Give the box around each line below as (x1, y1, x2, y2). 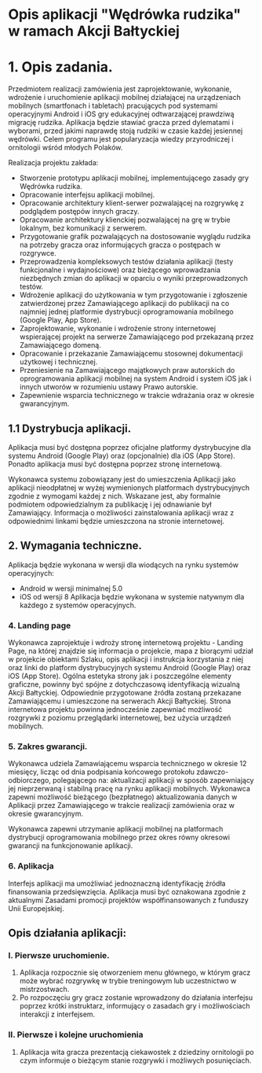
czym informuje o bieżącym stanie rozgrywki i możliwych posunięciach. (19, 1056, 252, 1065)
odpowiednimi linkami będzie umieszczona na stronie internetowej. (8, 516, 225, 525)
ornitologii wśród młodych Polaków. (8, 143, 123, 153)
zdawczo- (195, 767, 229, 776)
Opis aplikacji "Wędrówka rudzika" (8, 6, 242, 24)
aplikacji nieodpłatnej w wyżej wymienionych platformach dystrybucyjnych (8, 482, 249, 492)
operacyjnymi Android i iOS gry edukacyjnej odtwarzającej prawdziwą (8, 109, 235, 119)
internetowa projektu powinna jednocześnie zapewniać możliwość (8, 705, 223, 714)
